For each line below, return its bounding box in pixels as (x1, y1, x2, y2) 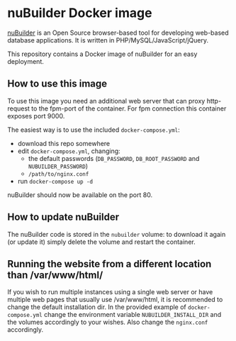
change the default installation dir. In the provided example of (7, 303, 186, 311)
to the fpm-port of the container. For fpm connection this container (31, 104, 227, 113)
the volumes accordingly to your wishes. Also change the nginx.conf (7, 318, 208, 327)
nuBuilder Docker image (7, 5, 152, 21)
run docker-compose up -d (17, 177, 94, 185)
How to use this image (7, 78, 108, 90)
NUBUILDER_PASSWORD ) (28, 162, 89, 170)
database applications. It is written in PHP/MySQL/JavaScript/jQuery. (7, 35, 209, 44)
